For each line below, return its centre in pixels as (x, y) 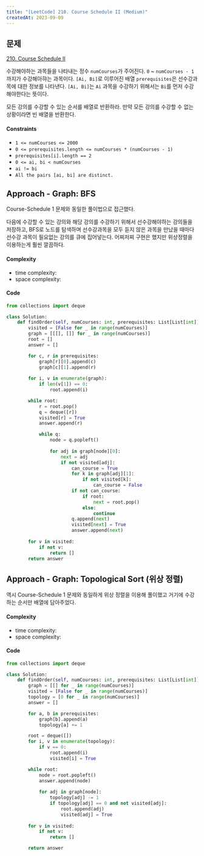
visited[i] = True (73, 758)
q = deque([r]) (58, 412)
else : (89, 508)
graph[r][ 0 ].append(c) (67, 361)
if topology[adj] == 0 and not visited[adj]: (108, 803)
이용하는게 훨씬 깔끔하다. (36, 245)
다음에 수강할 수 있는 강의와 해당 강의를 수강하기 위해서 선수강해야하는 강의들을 (100, 222)
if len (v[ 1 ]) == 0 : (63, 384)
